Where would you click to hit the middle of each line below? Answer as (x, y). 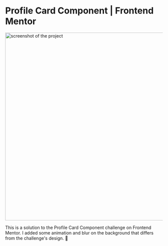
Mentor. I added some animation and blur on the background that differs (79, 232)
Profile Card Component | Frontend (79, 11)
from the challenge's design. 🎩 (37, 238)
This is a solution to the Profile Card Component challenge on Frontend (78, 227)
